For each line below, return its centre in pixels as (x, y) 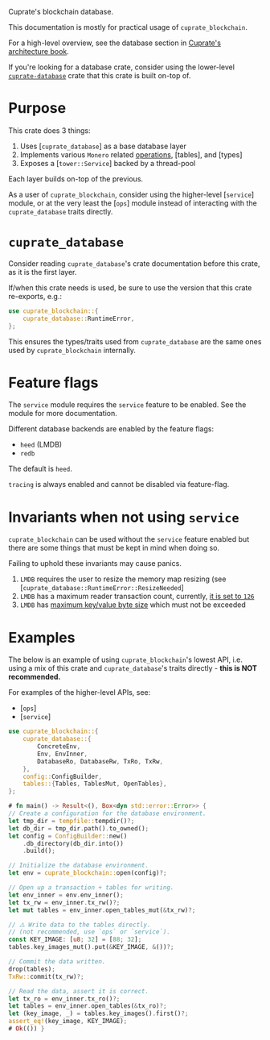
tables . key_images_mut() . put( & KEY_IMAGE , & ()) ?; (91, 947)
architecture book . (39, 51)
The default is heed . (40, 469)
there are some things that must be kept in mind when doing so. (114, 548)
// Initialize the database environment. (79, 866)
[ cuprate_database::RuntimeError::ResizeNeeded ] (102, 588)
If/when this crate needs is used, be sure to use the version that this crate (130, 287)
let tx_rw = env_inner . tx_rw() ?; (64, 902)
